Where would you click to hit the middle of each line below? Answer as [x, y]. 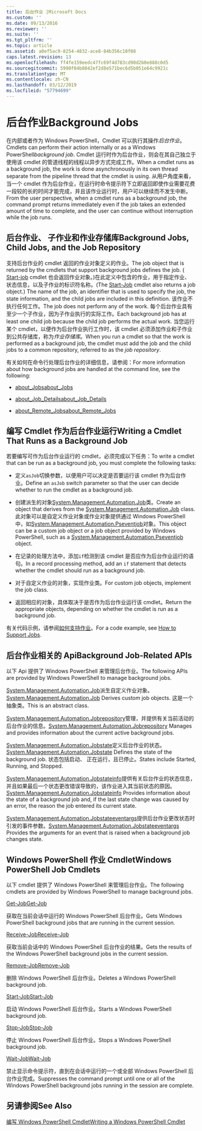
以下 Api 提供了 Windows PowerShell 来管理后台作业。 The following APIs [97, 671]
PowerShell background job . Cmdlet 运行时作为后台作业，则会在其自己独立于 [101, 154]
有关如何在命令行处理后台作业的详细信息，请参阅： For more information [96, 362]
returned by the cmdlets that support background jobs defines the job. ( [96, 269]
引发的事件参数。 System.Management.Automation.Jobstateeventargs [93, 826]
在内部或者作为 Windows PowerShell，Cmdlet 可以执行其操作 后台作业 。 [96, 140]
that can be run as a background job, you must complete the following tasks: [101, 463]
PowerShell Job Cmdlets [53, 869]
